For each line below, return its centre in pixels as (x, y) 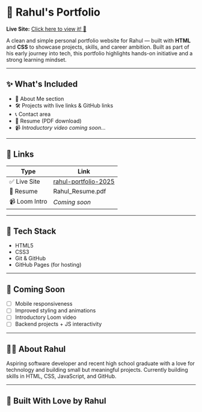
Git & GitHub (30, 258)
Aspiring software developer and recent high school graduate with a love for (101, 363)
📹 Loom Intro (28, 201)
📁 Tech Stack (31, 231)
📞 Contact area (33, 114)
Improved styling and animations (55, 311)
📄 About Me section (39, 98)
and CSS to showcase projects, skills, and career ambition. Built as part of (98, 47)
